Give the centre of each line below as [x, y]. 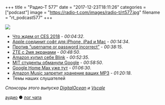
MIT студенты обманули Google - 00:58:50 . [58, 63]
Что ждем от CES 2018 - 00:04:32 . [48, 36]
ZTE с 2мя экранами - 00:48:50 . [46, 52]
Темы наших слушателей [39, 78]
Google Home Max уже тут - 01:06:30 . [52, 68]
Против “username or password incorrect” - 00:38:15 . [67, 47]
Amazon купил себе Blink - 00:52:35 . [51, 57]
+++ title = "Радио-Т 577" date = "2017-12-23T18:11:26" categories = [76, 7]
